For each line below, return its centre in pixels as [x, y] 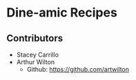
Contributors [35, 38]
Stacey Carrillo [38, 54]
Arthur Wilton [36, 62]
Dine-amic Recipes [62, 13]
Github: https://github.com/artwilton [78, 69]
